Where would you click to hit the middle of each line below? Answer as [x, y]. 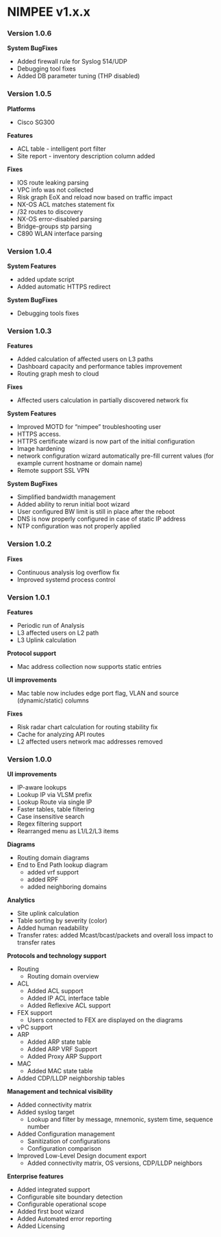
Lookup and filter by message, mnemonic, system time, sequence [120, 1119]
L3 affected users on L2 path [58, 633]
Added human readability [53, 928]
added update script [45, 280]
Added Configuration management [66, 1134]
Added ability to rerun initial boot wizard [73, 504]
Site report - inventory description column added [86, 156]
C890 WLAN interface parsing [60, 233]
